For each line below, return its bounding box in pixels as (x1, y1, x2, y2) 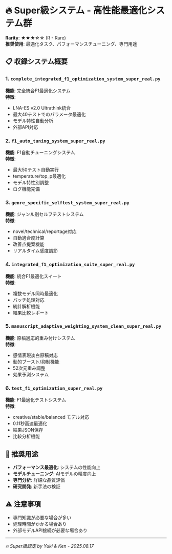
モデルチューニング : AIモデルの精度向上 (12, 471, 96, 477)
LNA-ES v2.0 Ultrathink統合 (12, 104, 71, 111)
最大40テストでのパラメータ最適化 (12, 111, 86, 117)
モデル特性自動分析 (12, 117, 54, 123)
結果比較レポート (12, 309, 49, 315)
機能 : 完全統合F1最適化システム (5, 88, 71, 94)
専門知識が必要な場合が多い (12, 514, 72, 520)
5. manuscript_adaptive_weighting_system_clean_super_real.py (5, 323, 162, 330)
